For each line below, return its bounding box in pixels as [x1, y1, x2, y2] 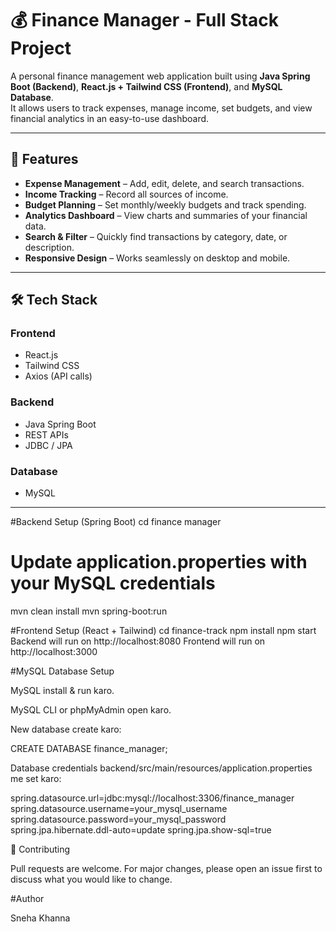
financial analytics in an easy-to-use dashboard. [10, 112, 210, 124]
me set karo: [10, 772, 62, 784]
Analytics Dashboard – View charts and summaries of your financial [24, 209, 308, 221]
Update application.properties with [10, 551, 308, 574]
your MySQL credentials [10, 572, 216, 595]
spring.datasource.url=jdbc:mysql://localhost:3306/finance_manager [10, 792, 295, 804]
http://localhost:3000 [10, 645, 98, 657]
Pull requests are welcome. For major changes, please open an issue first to [10, 862, 323, 874]
